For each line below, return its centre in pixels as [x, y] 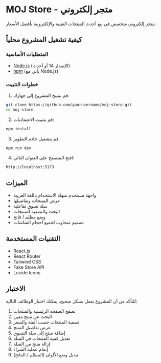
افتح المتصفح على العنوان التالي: [44, 158]
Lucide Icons [27, 273]
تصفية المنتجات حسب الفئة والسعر [46, 322]
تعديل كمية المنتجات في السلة [42, 338]
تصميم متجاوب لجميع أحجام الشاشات [48, 223]
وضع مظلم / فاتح [29, 217]
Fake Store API [29, 267]
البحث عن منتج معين [32, 316]
